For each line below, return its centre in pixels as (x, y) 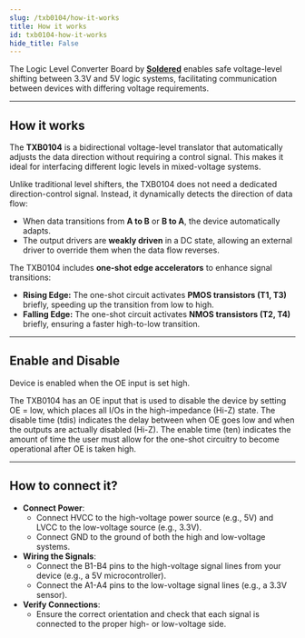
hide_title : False (44, 43)
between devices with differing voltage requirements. (109, 88)
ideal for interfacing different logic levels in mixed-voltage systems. (135, 167)
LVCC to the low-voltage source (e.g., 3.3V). (119, 527)
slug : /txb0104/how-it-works (64, 18)
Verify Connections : (61, 604)
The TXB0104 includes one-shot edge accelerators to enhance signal (141, 268)
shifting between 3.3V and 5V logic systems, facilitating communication (143, 79)
